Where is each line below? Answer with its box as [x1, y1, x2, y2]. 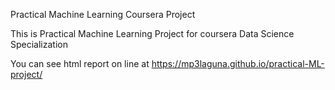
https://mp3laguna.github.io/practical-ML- [151, 58, 325, 69]
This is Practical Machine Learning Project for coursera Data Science [10, 28, 295, 39]
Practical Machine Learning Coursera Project [10, 9, 196, 20]
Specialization [10, 39, 68, 50]
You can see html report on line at [10, 58, 150, 69]
